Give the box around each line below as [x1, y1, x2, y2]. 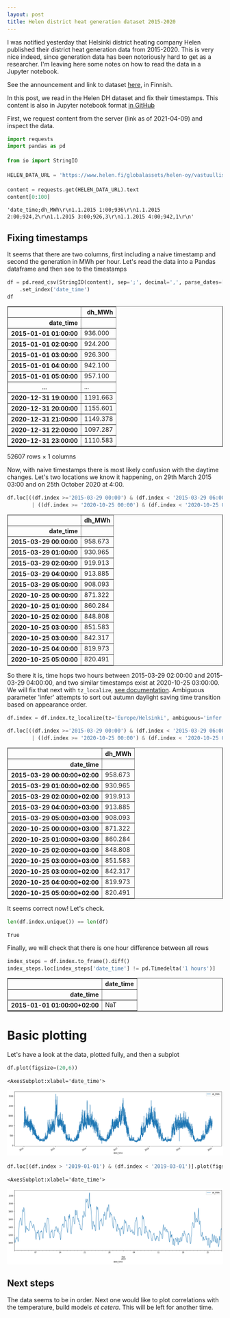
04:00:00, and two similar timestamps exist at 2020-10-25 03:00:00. [26, 679, 220, 687]
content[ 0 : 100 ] [7, 193, 51, 200]
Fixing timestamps [7, 232, 88, 243]
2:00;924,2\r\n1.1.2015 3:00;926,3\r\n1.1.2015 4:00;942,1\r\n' [7, 213, 194, 221]
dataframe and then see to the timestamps [7, 265, 127, 273]
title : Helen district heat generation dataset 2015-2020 [7, 18, 176, 25]
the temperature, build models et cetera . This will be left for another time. [7, 1303, 214, 1311]
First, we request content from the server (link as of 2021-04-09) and [7, 114, 203, 123]
